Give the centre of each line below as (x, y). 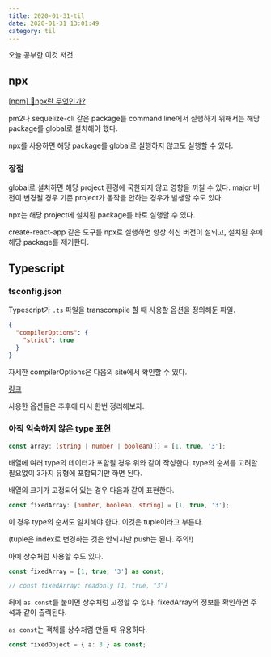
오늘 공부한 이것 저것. (42, 55)
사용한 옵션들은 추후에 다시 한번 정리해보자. (76, 406)
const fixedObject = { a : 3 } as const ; (78, 645)
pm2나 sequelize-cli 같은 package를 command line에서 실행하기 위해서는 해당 (134, 119)
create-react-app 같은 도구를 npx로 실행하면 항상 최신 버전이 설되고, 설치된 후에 (135, 232)
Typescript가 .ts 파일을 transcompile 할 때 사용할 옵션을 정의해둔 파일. (122, 310)
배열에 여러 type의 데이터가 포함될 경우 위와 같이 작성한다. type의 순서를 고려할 (133, 462)
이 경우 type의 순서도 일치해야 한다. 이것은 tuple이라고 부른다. (106, 521)
